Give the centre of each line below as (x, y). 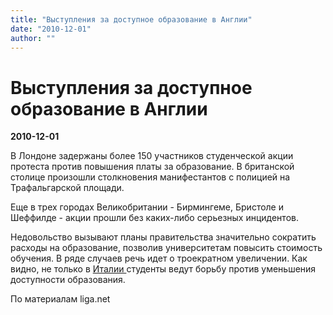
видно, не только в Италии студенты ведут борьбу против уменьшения (163, 269)
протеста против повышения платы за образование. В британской (152, 167)
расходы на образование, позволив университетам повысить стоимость (166, 248)
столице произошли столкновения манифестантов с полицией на (150, 177)
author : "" (33, 38)
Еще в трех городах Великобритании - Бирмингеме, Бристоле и (147, 207)
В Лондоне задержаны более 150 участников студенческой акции (152, 156)
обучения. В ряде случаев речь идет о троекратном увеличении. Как (159, 258)
